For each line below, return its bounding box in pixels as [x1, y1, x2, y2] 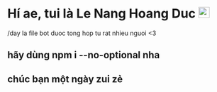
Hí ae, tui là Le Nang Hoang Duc [7, 6, 196, 22]
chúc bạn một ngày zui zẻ [7, 73, 123, 85]
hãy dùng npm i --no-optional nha [7, 49, 160, 61]
